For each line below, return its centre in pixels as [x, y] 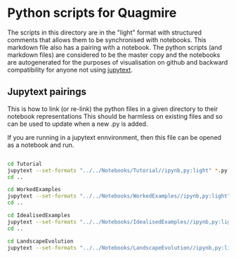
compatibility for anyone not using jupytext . [70, 70]
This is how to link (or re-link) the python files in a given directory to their [113, 109]
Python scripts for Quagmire [92, 13]
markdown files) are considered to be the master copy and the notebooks [114, 55]
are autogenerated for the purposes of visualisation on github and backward [118, 62]
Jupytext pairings [47, 92]
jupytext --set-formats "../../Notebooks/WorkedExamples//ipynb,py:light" [119, 196]
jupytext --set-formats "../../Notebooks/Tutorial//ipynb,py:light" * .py [118, 170]
